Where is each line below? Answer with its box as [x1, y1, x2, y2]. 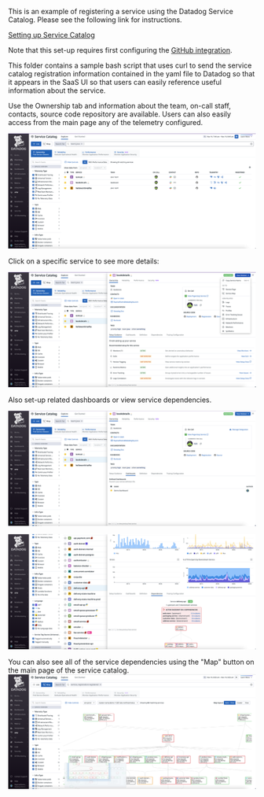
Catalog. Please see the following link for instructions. [8, 15, 182, 24]
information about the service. [8, 86, 106, 95]
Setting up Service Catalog [8, 31, 96, 39]
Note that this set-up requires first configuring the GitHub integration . [8, 46, 233, 54]
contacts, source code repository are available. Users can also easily [8, 109, 232, 119]
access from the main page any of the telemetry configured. [8, 118, 203, 127]
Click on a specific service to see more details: [8, 256, 159, 266]
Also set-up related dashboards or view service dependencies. [8, 395, 212, 404]
